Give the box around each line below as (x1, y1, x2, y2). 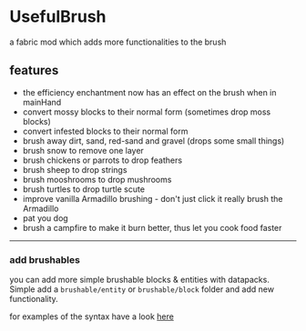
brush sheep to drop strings (22, 164, 127, 175)
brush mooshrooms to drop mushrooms (22, 174, 172, 185)
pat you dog (22, 212, 68, 224)
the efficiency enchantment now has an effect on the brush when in (22, 86, 277, 97)
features (9, 63, 59, 78)
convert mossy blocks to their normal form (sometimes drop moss (22, 106, 271, 117)
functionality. (9, 294, 59, 305)
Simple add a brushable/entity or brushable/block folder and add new (9, 284, 275, 295)
